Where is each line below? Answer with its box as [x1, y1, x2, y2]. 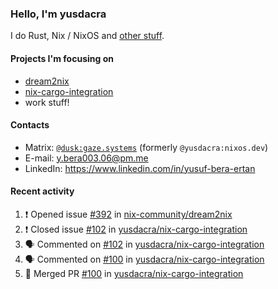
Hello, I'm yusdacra [10, 7, 107, 21]
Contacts [10, 119, 50, 131]
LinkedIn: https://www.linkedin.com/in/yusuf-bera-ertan [24, 162, 256, 174]
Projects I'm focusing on [10, 52, 114, 64]
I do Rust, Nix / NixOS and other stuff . [10, 30, 165, 42]
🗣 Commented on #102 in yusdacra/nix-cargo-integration [24, 238, 265, 250]
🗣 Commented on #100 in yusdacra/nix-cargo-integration [24, 253, 265, 265]
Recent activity [10, 185, 75, 197]
